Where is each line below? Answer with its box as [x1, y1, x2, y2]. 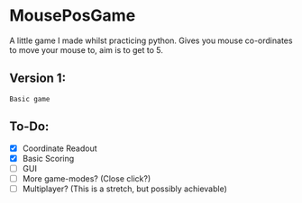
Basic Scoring [22, 153, 75, 163]
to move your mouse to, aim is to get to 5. [9, 44, 164, 55]
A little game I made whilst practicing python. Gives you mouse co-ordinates [9, 35, 293, 46]
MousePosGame [9, 5, 136, 26]
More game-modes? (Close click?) [22, 172, 151, 184]
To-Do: [9, 119, 50, 135]
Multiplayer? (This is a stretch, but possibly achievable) [22, 183, 228, 194]
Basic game [9, 94, 50, 103]
